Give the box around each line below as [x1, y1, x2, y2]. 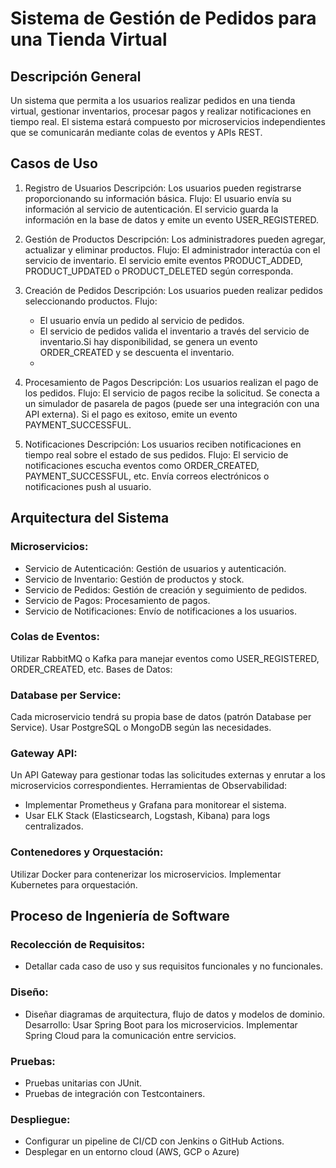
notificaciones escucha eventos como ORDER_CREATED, [24, 459, 260, 471]
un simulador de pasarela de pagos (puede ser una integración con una [24, 397, 320, 409]
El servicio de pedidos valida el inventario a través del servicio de [39, 325, 310, 337]
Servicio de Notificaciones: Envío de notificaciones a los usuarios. [24, 605, 297, 617]
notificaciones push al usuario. [24, 480, 152, 492]
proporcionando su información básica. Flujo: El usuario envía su [24, 192, 292, 204]
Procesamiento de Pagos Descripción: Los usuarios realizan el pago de [24, 376, 319, 388]
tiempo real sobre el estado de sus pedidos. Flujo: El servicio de [24, 448, 289, 461]
